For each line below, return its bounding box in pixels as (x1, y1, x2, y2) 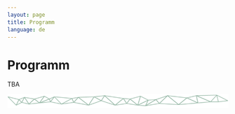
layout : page (7, 11, 46, 18)
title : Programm (7, 18, 55, 26)
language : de (7, 26, 46, 33)
